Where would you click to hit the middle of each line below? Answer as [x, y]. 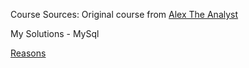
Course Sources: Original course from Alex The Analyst [124, 14]
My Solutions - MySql [55, 33]
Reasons [28, 53]
